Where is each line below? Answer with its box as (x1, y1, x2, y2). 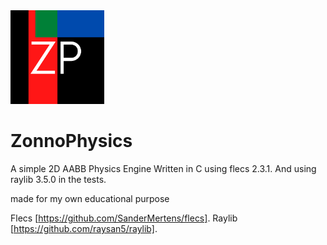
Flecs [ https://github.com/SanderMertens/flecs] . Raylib (10, 212, 238, 224)
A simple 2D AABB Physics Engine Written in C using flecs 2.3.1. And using (10, 162, 317, 174)
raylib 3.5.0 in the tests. (10, 173, 107, 185)
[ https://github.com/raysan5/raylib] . (10, 222, 158, 234)
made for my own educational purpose (10, 192, 170, 204)
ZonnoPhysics (10, 130, 133, 153)
